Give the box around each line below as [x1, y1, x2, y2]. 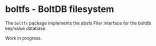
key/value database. [5, 25, 46, 31]
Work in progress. [5, 35, 42, 41]
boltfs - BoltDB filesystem [5, 3, 114, 15]
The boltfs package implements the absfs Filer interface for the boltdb [5, 20, 151, 26]
